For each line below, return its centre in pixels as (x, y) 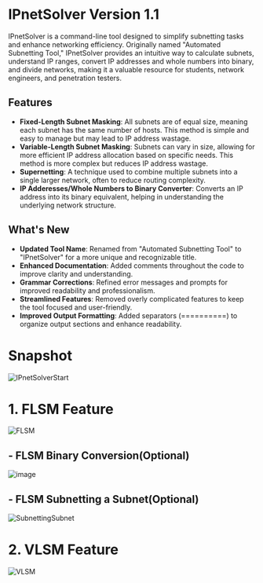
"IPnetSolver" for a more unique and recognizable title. (108, 257)
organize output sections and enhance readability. (100, 324)
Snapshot (40, 356)
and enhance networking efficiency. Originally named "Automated (115, 44)
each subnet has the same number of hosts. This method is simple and (134, 130)
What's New (39, 230)
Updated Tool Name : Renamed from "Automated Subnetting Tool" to (130, 248)
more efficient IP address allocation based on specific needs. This (126, 155)
